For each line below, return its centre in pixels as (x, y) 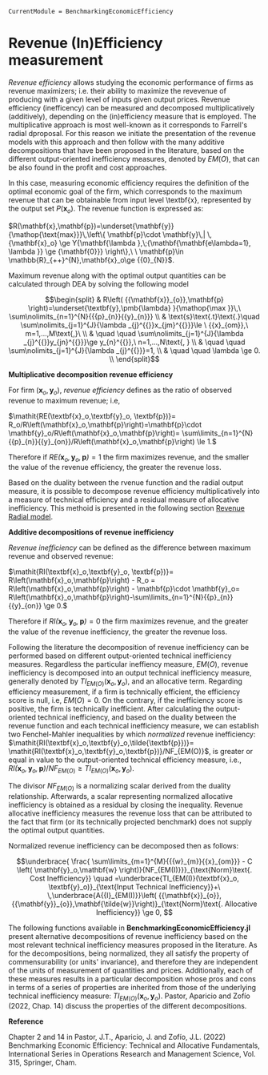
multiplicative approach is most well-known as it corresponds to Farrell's (128, 125)
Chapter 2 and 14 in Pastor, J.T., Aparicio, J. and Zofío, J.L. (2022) (117, 1037)
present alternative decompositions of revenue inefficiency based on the (128, 936)
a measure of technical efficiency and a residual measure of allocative (124, 499)
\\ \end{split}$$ (134, 359)
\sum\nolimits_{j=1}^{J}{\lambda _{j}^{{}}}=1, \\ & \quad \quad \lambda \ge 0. (134, 350)
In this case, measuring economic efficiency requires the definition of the (129, 183)
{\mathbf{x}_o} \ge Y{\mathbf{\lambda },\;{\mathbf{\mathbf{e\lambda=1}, (130, 243)
